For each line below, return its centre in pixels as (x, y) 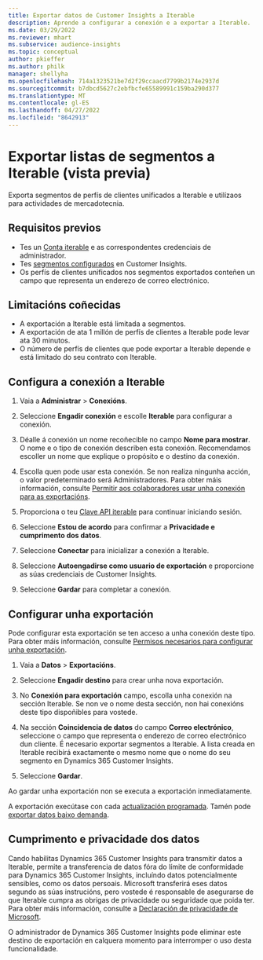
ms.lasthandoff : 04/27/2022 (54, 111)
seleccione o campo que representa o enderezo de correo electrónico (133, 736)
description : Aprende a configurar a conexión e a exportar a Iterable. (130, 23)
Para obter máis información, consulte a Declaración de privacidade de (123, 908)
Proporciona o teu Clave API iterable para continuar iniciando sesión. (131, 512)
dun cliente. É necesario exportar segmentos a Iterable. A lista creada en (137, 744)
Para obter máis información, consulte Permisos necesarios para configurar (131, 642)
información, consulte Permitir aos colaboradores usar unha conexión (132, 489)
